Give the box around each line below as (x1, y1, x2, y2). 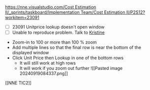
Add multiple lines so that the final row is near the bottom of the (12, 45, 142, 50)
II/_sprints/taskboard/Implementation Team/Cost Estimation (5, 9, 125, 15)
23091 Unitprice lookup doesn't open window (12, 24, 105, 30)
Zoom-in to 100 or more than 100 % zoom (12, 39, 97, 45)
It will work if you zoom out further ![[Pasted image (19, 66, 123, 71)
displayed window (12, 50, 49, 56)
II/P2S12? (126, 9, 145, 15)
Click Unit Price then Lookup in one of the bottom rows (12, 55, 124, 61)
